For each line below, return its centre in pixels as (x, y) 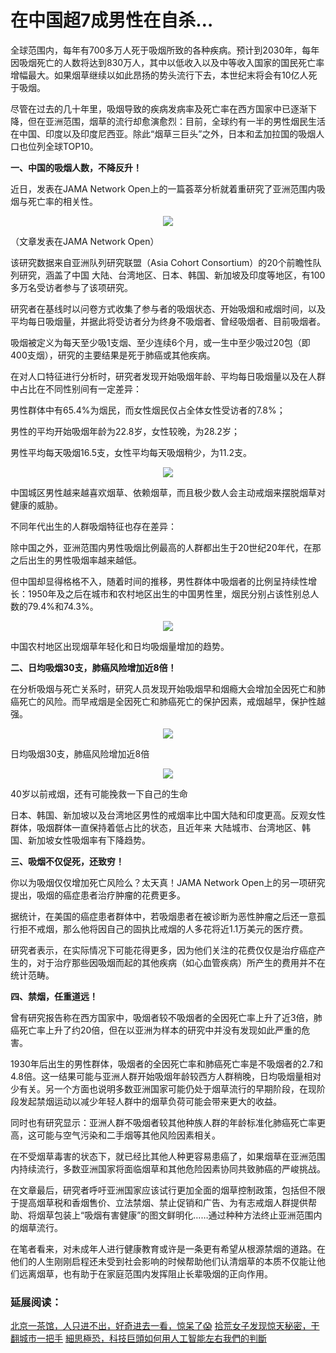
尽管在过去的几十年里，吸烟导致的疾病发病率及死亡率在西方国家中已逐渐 (159, 108)
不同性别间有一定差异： (93, 388)
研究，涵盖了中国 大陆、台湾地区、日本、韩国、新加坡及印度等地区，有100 (172, 275)
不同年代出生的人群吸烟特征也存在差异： (93, 526)
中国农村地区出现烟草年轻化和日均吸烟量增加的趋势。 (120, 646)
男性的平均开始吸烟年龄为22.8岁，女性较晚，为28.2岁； (125, 431)
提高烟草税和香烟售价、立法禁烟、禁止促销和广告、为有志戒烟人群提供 (163, 1202)
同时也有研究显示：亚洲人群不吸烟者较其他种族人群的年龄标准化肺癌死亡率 (163, 1122)
